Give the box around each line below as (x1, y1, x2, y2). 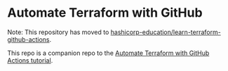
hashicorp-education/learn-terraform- (110, 28, 221, 36)
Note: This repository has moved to (7, 28, 109, 36)
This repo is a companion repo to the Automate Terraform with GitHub (7, 49, 210, 57)
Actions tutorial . (7, 56, 53, 64)
